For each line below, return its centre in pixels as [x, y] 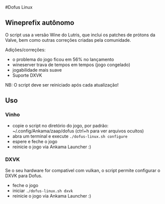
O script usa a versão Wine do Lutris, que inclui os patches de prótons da [80, 35]
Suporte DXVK [27, 75]
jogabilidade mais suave [37, 70]
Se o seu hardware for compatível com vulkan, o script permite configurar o [83, 170]
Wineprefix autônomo [40, 23]
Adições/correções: [25, 50]
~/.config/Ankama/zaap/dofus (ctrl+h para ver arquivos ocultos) [78, 131]
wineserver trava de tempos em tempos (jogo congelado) [71, 65]
